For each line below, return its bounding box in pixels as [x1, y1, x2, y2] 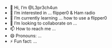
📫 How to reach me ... [9, 26, 56, 31]
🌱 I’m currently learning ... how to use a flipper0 [9, 15, 108, 21]
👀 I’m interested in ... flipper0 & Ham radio [9, 10, 96, 16]
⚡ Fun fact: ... [9, 38, 37, 44]
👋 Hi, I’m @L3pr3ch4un [9, 5, 58, 10]
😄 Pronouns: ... [9, 33, 42, 39]
